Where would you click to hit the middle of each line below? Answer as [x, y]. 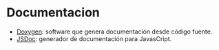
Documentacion [53, 13]
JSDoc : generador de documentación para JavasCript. [94, 38]
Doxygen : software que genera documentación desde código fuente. [114, 32]
